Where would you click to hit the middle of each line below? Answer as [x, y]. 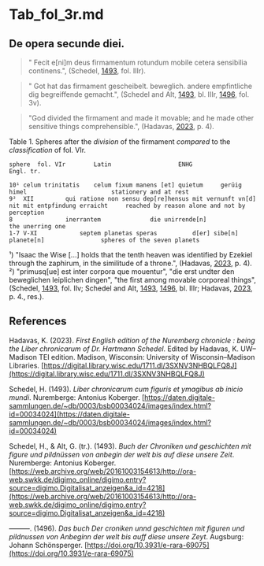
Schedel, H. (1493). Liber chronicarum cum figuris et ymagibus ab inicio [126, 389]
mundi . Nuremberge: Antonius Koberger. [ [77, 397]
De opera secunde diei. [67, 44]
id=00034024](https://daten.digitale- [70, 414]
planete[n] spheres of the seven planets [104, 240]
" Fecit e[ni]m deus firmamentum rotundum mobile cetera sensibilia [138, 62]
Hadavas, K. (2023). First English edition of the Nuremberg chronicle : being [132, 340]
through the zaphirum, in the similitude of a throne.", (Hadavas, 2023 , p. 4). [131, 263]
